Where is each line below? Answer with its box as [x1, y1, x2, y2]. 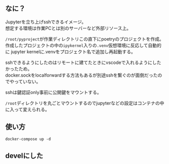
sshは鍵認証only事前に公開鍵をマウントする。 [5, 89, 102, 95]
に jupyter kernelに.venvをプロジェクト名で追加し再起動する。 [5, 48, 136, 54]
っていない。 [14, 78, 41, 84]
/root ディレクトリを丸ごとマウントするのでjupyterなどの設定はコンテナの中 [5, 100, 164, 106]
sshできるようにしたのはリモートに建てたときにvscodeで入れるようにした [5, 59, 161, 65]
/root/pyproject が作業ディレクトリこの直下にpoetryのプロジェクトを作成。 [5, 36, 164, 42]
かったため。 [5, 65, 32, 72]
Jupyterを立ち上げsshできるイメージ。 [5, 19, 86, 25]
